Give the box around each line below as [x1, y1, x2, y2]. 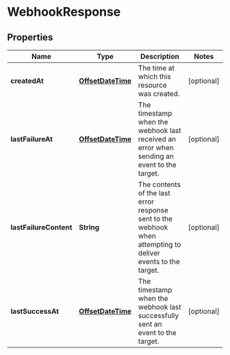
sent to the [138, 214, 173, 223]
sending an [138, 151, 175, 161]
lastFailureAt [10, 134, 53, 144]
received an [138, 134, 177, 144]
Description [140, 52, 179, 61]
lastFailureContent [10, 223, 73, 232]
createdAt [10, 76, 44, 86]
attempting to [138, 240, 181, 249]
